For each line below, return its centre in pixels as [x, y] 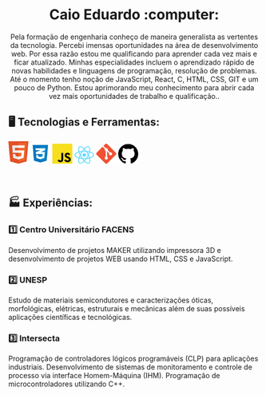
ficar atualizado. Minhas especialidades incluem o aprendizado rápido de [134, 62]
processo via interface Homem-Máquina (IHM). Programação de [115, 376]
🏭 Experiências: [51, 202]
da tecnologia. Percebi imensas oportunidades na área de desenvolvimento [134, 45]
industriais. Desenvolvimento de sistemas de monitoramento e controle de [131, 367]
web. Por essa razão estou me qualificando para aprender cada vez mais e [134, 53]
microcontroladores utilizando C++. [67, 384]
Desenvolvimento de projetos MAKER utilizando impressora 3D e [115, 250]
